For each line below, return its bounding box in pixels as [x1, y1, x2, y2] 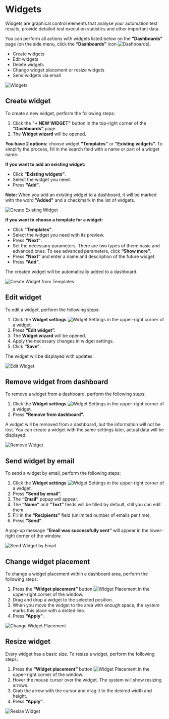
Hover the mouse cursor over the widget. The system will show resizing [12, 676, 162, 683]
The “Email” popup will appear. [12, 496, 78, 502]
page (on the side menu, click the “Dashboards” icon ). [5, 41, 151, 47]
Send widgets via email [12, 72, 61, 78]
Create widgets [12, 51, 44, 57]
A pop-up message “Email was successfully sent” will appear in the [5, 527, 149, 534]
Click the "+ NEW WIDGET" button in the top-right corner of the [12, 120, 146, 126]
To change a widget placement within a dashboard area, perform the [5, 571, 148, 577]
